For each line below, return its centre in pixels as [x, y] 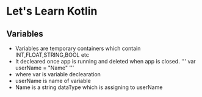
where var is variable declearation [58, 74]
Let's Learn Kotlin [52, 11]
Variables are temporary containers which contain [78, 48]
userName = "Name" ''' [45, 68]
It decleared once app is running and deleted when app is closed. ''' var [106, 61]
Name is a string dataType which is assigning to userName [89, 87]
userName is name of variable [53, 81]
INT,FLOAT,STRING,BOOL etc [52, 55]
